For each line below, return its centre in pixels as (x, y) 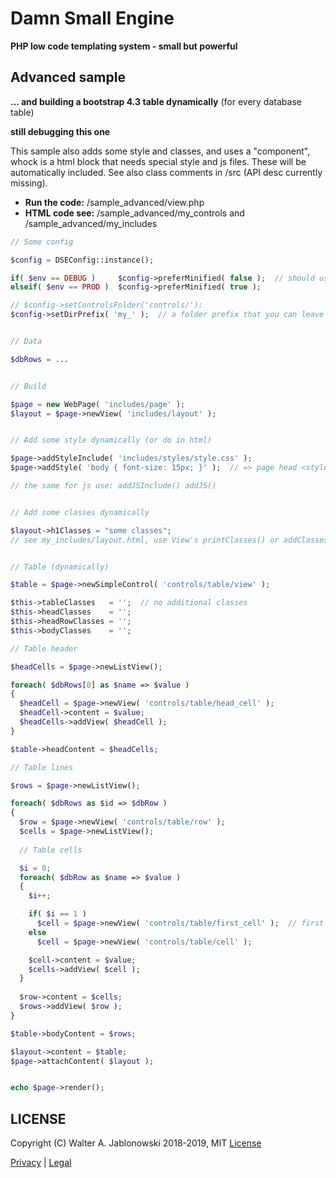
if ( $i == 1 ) (57, 914)
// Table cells (51, 850)
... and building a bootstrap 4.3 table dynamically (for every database (156, 101)
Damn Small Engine (92, 18)
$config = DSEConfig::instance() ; (82, 260)
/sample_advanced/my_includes (91, 223)
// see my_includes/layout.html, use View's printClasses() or (145, 540)
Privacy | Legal (41, 1163)
